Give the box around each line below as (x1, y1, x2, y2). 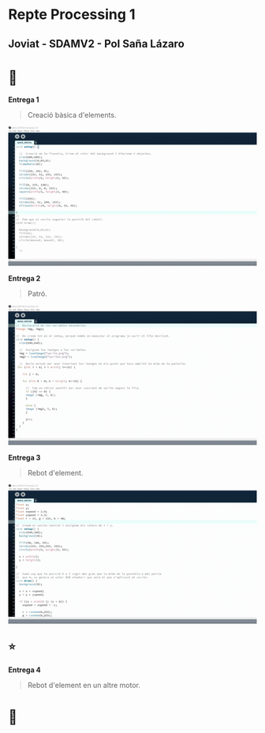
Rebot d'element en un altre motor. (27, 680, 140, 690)
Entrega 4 (8, 665, 41, 675)
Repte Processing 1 (8, 6, 136, 24)
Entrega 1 (8, 95, 39, 104)
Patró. (27, 289, 47, 299)
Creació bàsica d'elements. (27, 110, 117, 119)
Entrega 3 (8, 453, 41, 462)
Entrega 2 (8, 274, 41, 284)
